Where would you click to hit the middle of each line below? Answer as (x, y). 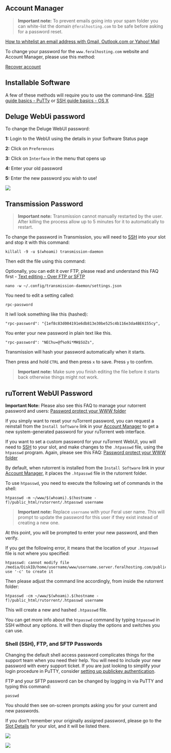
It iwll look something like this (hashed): (47, 314)
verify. (12, 538)
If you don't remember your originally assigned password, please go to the (83, 721)
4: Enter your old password (34, 169)
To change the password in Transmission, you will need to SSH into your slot (85, 237)
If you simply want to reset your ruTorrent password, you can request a (80, 421)
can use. (15, 631)
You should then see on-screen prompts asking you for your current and (81, 705)
